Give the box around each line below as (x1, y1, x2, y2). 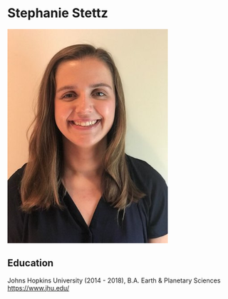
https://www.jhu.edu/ (7, 283, 70, 292)
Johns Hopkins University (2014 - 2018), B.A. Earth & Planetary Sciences (7, 276, 221, 285)
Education (7, 257, 54, 269)
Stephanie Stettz (7, 5, 108, 21)
